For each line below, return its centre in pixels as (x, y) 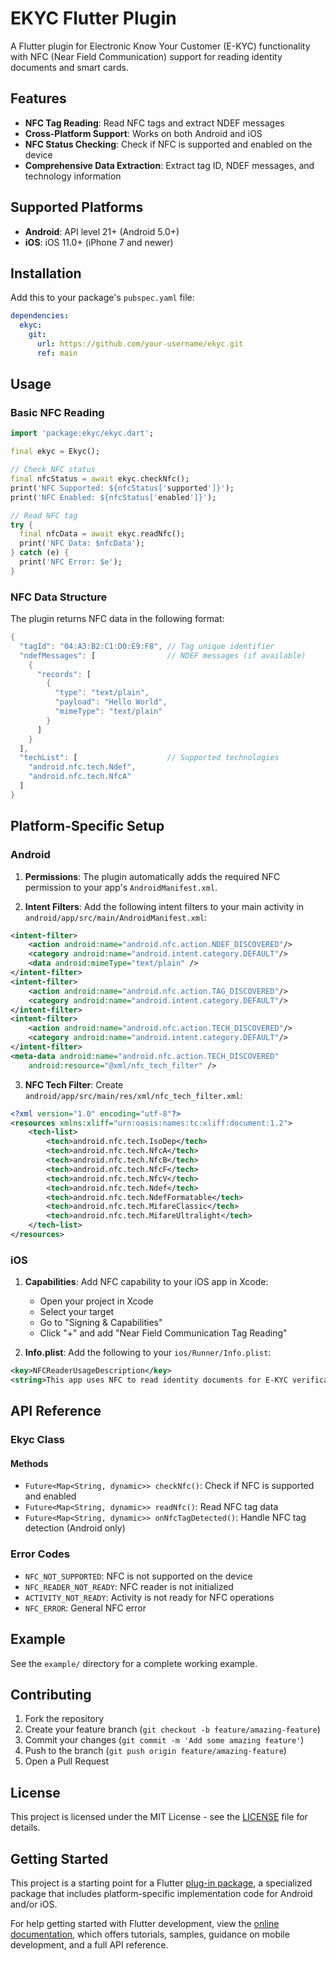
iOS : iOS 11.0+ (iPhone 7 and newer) (99, 242)
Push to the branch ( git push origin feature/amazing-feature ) (155, 1751)
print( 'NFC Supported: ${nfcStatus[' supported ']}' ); (122, 488)
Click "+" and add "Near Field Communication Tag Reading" (163, 1333)
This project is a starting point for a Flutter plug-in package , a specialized (161, 1883)
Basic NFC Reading (57, 413)
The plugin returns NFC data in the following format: (117, 619)
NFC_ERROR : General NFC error (85, 1608)
